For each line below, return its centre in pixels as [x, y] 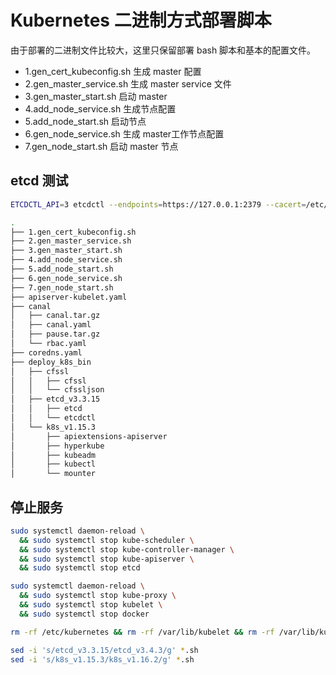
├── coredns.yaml [46, 352]
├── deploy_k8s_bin [51, 362]
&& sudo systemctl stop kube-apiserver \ [107, 559]
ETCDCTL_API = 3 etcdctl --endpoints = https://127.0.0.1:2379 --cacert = [158, 204]
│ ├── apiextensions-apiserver [89, 436]
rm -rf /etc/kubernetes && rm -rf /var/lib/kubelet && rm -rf [142, 632]
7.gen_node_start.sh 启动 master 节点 [101, 146]
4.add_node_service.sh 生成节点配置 [100, 108]
